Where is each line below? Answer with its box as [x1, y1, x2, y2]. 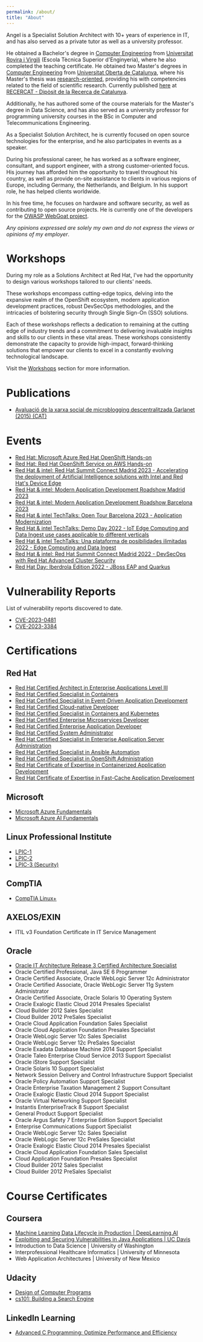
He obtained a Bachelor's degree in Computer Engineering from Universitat [6, 49, 193, 56]
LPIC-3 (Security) [14, 861, 59, 868]
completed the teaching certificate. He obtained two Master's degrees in [6, 62, 187, 70]
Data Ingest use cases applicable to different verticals [14, 531, 149, 538]
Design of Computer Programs [14, 1289, 92, 1296]
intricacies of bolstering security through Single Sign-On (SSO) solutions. [6, 309, 188, 316]
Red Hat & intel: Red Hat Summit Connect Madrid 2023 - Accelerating [14, 467, 188, 474]
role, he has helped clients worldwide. [6, 187, 101, 195]
